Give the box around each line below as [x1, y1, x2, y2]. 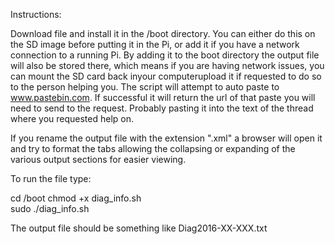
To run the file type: [10, 173, 92, 184]
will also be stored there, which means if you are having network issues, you [10, 60, 325, 71]
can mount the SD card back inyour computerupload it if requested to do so [10, 70, 322, 82]
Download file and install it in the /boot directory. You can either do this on [10, 28, 316, 39]
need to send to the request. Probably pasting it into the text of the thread [10, 102, 314, 114]
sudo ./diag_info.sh [10, 203, 90, 214]
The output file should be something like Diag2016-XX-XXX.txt [10, 222, 268, 234]
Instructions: [10, 9, 62, 20]
